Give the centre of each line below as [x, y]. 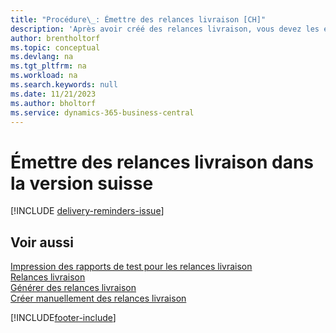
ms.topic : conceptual [55, 47]
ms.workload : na [44, 76]
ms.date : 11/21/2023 [53, 94]
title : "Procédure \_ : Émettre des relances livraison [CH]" [138, 19]
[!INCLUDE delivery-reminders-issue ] [87, 211]
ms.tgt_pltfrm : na [48, 66]
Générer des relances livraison [73, 288]
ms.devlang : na [42, 57]
